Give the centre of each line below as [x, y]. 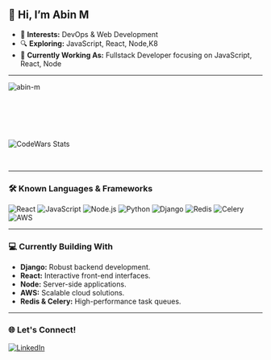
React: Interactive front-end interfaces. [85, 276]
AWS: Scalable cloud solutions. [72, 293]
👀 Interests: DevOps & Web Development [89, 34]
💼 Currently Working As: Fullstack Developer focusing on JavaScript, [136, 55]
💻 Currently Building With [60, 247]
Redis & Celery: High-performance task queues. [100, 301]
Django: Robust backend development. [85, 267]
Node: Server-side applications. [73, 284]
